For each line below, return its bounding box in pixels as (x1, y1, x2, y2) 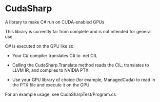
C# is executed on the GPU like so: (5, 43, 75, 49)
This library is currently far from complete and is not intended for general (5, 28, 152, 34)
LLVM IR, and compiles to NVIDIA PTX (12, 67, 89, 73)
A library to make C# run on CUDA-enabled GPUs (5, 19, 105, 25)
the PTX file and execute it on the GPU (12, 82, 90, 88)
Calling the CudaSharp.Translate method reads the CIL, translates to (12, 62, 149, 68)
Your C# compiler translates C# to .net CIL (12, 52, 98, 59)
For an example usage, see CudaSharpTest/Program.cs (5, 91, 116, 97)
